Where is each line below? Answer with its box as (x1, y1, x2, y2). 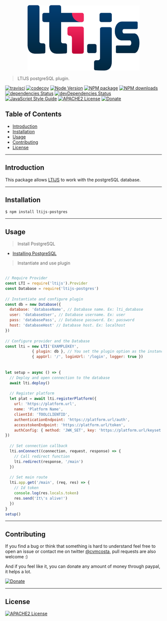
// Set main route (9, 475, 48, 480)
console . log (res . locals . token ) (14, 491, 79, 496)
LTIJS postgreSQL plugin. (17, 76, 70, 81)
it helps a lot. (5, 569, 31, 575)
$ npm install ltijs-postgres (5, 209, 68, 215)
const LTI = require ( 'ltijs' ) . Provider (5, 281, 88, 286)
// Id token (14, 485, 39, 491)
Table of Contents (5, 110, 62, 118)
